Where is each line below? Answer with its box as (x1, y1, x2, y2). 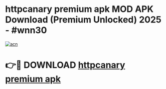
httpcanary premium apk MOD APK (5, 3, 154, 15)
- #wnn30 (5, 25, 47, 36)
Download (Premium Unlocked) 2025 (5, 14, 162, 25)
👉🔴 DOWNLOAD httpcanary (5, 60, 126, 71)
